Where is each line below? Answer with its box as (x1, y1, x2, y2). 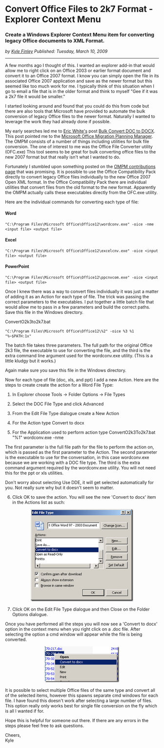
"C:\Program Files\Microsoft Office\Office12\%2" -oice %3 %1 (5, 329, 134, 334)
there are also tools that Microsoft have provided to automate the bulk (5, 109, 145, 114)
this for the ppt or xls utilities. (5, 470, 64, 476)
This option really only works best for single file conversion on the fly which (5, 703, 157, 709)
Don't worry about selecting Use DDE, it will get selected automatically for (5, 480, 154, 485)
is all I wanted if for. (5, 708, 44, 714)
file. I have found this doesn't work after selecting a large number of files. (5, 698, 153, 704)
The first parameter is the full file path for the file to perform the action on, (5, 444, 154, 450)
